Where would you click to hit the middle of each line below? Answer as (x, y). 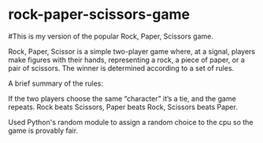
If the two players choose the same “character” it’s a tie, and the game (122, 98)
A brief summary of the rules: (56, 83)
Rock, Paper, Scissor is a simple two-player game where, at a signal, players (132, 51)
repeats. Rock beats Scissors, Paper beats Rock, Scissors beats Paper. (123, 107)
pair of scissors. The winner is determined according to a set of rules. (121, 68)
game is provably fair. (43, 130)
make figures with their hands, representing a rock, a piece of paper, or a (127, 60)
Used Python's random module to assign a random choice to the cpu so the (131, 122)
